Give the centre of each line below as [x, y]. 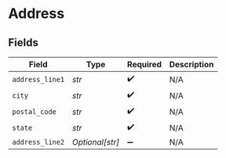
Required [144, 65]
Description [191, 65]
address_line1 [38, 79]
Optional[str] [96, 142]
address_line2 [38, 142]
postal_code [35, 111]
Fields [24, 43]
